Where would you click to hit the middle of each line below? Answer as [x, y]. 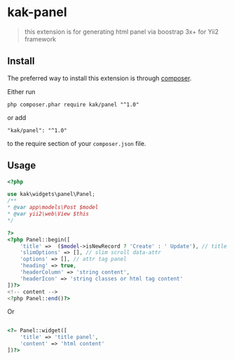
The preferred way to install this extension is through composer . [99, 78]
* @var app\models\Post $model [53, 208]
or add [17, 117]
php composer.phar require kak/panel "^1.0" [73, 105]
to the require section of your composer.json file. [77, 143]
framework [40, 39]
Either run [21, 91]
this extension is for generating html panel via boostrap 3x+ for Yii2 [122, 32]
